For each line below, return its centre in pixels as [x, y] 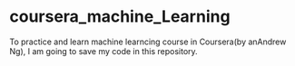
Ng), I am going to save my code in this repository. [103, 51]
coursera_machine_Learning [120, 17]
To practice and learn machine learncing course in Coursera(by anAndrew [148, 42]
